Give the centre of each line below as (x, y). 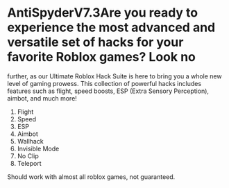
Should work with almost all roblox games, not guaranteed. (91, 177)
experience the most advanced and (111, 27)
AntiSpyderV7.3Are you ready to (103, 13)
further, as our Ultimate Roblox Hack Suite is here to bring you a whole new (114, 76)
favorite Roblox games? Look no (101, 57)
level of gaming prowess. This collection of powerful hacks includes (104, 83)
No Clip (28, 156)
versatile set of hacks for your (95, 42)
